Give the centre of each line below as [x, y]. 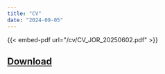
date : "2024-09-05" [35, 20]
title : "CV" [24, 13]
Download [29, 61]
